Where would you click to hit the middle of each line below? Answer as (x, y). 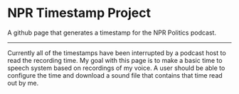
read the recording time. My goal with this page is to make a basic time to (115, 60)
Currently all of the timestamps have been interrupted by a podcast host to (117, 53)
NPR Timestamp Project (79, 13)
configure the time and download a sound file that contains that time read (115, 75)
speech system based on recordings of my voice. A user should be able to (116, 68)
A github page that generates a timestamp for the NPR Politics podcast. (112, 33)
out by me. (23, 83)
